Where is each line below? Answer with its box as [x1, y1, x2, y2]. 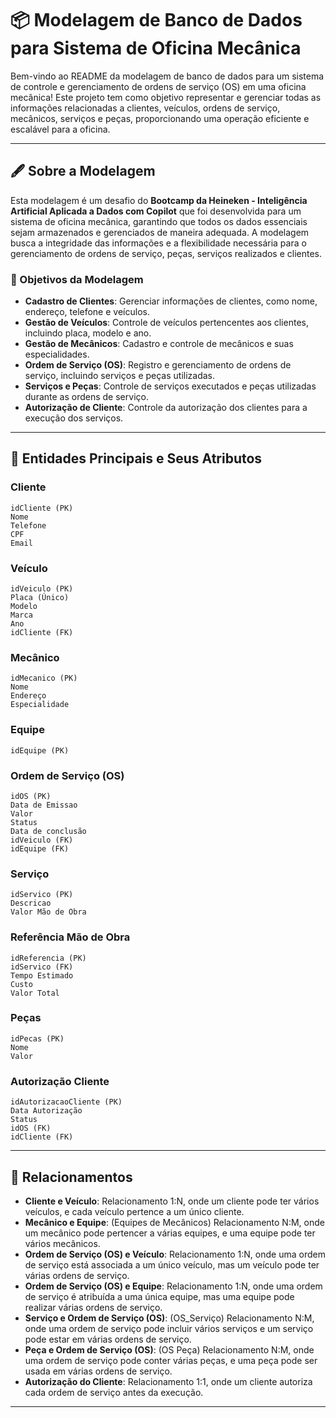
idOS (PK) [10, 791, 52, 801]
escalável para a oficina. [10, 123, 111, 135]
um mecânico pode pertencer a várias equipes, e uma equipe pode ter [24, 1227, 316, 1239]
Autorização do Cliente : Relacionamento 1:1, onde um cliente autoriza [24, 1375, 313, 1387]
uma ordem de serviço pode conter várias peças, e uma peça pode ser [24, 1354, 318, 1366]
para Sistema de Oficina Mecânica [10, 37, 302, 60]
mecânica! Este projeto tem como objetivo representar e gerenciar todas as [10, 91, 322, 103]
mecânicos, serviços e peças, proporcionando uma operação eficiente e [10, 112, 310, 124]
